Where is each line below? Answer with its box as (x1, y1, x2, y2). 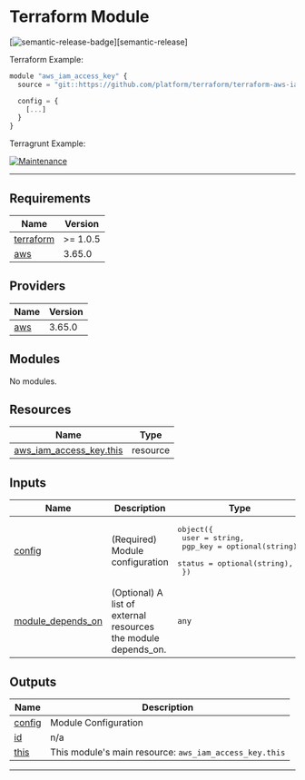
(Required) (111, 533, 157, 546)
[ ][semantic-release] (9, 36, 188, 47)
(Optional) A (111, 587, 163, 599)
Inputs (9, 475, 47, 490)
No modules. (9, 375, 57, 387)
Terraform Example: (9, 54, 84, 64)
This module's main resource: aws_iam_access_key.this (49, 746, 286, 759)
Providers (9, 279, 66, 294)
